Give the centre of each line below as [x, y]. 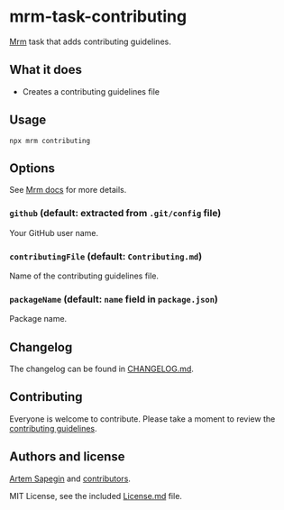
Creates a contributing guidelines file [91, 91]
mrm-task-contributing [98, 17]
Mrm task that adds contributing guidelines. [90, 41]
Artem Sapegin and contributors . [70, 478]
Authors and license [67, 457]
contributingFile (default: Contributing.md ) [106, 256]
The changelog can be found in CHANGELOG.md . [101, 369]
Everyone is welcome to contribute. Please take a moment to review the [142, 419]
